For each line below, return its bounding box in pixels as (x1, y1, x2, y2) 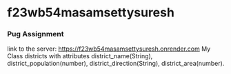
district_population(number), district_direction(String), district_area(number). (7, 60, 225, 68)
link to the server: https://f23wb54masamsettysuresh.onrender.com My (7, 45, 211, 53)
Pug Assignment (7, 29, 64, 39)
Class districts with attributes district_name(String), (7, 52, 153, 60)
